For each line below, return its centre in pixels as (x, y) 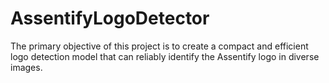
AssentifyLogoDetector (110, 18)
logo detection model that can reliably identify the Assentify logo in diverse (165, 56)
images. (26, 67)
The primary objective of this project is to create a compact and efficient (159, 46)
